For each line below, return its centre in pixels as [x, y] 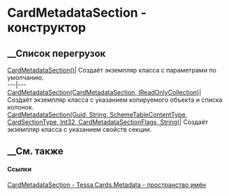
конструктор [46, 28]
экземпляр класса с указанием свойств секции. [80, 129]
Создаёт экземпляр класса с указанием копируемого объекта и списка [115, 100]
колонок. [21, 107]
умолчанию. [25, 77]
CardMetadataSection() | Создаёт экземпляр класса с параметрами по [112, 70]
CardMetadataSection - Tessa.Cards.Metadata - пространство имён [107, 184]
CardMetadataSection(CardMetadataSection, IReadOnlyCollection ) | [104, 92]
